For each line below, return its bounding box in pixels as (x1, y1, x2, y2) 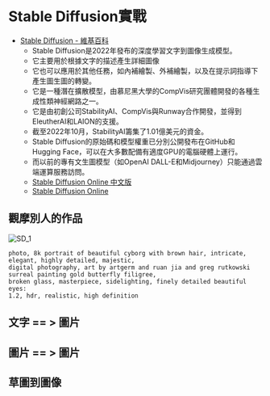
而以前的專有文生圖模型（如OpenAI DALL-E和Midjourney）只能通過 (31, 157, 255, 166)
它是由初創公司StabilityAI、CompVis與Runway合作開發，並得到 (31, 106, 242, 116)
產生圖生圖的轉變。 (31, 76, 97, 86)
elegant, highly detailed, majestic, (8, 256, 135, 264)
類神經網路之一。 (46, 96, 103, 106)
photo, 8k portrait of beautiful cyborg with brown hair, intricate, (8, 249, 247, 257)
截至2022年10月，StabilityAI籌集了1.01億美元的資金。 (31, 126, 208, 136)
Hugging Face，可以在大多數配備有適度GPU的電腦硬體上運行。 (31, 146, 243, 156)
